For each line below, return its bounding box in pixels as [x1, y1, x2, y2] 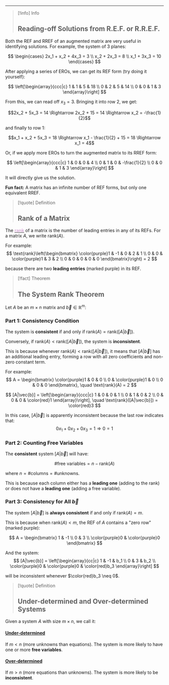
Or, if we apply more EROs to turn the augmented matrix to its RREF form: [5, 149, 157, 155]
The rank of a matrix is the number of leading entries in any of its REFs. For [5, 228, 161, 234]
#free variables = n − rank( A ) [54, 460, 115, 467]
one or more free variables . [5, 647, 63, 653]
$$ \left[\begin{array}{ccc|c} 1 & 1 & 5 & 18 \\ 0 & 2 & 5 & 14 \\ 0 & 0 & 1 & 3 [8, 83, 161, 89]
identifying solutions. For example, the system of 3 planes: [5, 43, 127, 49]
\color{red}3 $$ [68, 402, 101, 409]
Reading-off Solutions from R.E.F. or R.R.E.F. [17, 25, 160, 33]
